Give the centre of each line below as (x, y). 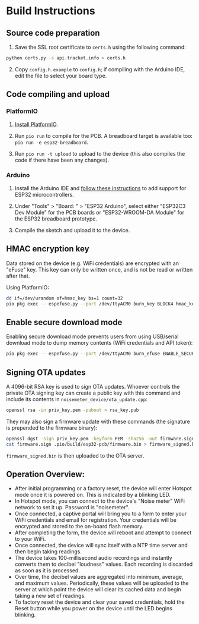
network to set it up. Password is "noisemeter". (72, 508)
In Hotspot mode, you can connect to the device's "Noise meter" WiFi (100, 501)
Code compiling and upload (58, 94)
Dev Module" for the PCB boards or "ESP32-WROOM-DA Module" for (99, 212)
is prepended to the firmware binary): (52, 428)
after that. (18, 276)
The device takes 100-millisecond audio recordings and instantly (94, 558)
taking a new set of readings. (50, 596)
